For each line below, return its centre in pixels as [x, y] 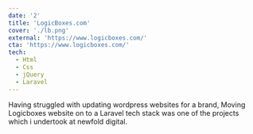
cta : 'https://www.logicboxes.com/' [69, 45]
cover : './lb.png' [39, 30]
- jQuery [30, 75]
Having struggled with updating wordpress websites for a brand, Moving [127, 105]
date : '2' [25, 15]
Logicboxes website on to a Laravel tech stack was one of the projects [124, 113]
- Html [26, 60]
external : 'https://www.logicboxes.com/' [78, 38]
